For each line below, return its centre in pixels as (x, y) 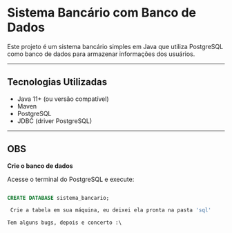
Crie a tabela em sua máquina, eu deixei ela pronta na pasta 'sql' (111, 210)
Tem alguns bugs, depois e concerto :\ (65, 223)
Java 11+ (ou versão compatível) (63, 99)
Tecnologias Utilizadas (57, 82)
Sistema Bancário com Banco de (102, 13)
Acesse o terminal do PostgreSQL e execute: (71, 179)
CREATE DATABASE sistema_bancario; (58, 198)
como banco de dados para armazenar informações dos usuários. (101, 54)
